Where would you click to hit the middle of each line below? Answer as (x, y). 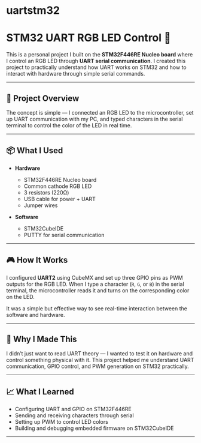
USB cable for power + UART (60, 199)
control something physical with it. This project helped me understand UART (100, 360)
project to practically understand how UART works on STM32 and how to (96, 67)
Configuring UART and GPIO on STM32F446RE (73, 409)
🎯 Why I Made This (42, 339)
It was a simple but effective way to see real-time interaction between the (97, 308)
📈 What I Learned (40, 392)
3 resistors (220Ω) (46, 192)
